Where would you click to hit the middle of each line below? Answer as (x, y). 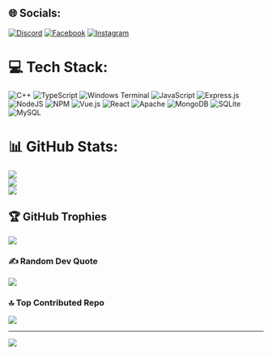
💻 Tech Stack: (58, 67)
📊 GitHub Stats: (64, 146)
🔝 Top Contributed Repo (57, 302)
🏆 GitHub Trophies (58, 217)
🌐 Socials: (35, 13)
